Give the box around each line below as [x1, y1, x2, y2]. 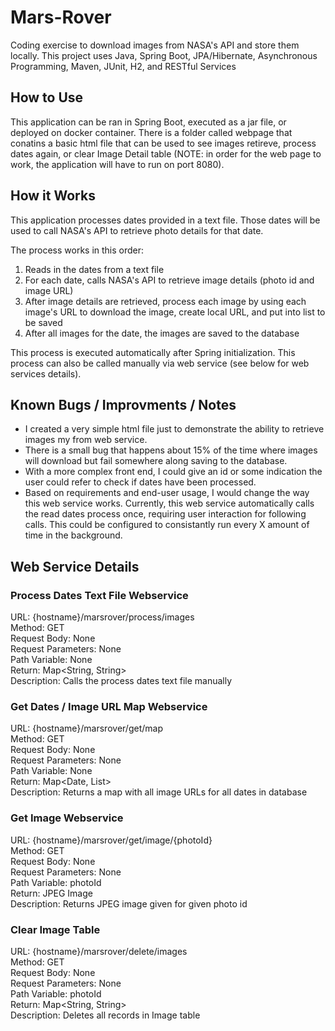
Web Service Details [10, 558, 140, 575]
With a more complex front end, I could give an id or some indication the [24, 466, 323, 478]
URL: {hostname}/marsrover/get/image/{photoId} [10, 834, 213, 846]
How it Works [10, 187, 96, 205]
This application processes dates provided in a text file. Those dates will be [10, 214, 321, 226]
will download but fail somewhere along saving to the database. [24, 455, 288, 467]
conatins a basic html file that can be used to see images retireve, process [10, 137, 317, 149]
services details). [10, 367, 82, 380]
